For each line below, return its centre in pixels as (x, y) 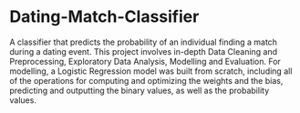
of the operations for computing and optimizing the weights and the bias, (146, 80)
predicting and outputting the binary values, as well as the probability (140, 90)
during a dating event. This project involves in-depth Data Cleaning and (144, 51)
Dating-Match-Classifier (104, 17)
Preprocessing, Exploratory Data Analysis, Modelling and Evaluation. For (145, 61)
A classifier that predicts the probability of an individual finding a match (144, 42)
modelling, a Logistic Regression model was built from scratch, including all (151, 71)
